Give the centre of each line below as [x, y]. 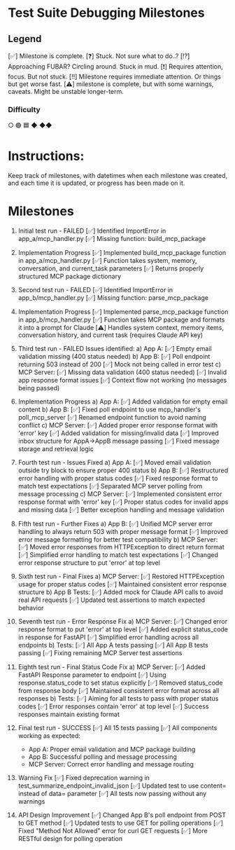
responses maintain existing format [69, 714]
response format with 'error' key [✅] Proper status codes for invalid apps [123, 502]
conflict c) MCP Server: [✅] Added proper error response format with [118, 425]
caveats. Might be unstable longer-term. [66, 91]
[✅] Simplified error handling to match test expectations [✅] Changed [118, 555]
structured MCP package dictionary [70, 276]
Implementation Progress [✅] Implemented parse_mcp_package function [123, 312]
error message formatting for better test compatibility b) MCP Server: [118, 540]
